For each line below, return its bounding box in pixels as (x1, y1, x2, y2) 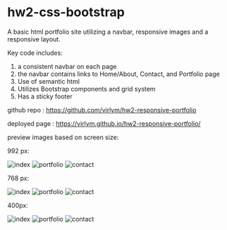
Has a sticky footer (17, 92, 73, 101)
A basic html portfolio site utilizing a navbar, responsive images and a (7, 27, 209, 36)
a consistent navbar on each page (17, 62, 117, 70)
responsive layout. (7, 34, 61, 43)
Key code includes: (7, 49, 63, 57)
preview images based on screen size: (7, 133, 119, 141)
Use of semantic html (17, 77, 80, 85)
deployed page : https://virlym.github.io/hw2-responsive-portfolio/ (7, 119, 201, 127)
